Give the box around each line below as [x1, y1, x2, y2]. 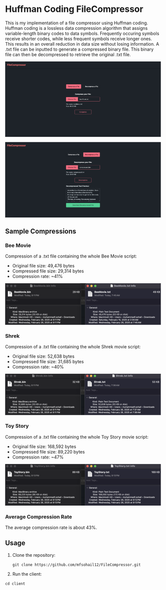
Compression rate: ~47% [12, 454, 64, 460]
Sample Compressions [5, 227, 77, 236]
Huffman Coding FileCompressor [5, 3, 143, 15]
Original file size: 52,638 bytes [12, 353, 75, 359]
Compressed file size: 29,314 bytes [12, 268, 84, 274]
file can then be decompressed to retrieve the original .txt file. [5, 51, 131, 58]
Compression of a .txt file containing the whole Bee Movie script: [5, 253, 137, 259]
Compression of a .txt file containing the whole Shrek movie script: [5, 344, 141, 350]
